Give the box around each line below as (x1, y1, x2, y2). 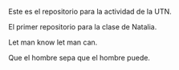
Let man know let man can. (8, 37, 98, 47)
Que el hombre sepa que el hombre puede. (8, 53, 151, 62)
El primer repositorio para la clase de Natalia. (8, 22, 157, 31)
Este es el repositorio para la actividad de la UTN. (8, 7, 173, 16)
